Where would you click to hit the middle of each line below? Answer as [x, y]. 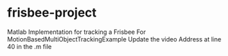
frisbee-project [52, 13]
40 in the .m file [29, 46]
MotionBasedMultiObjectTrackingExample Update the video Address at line [114, 39]
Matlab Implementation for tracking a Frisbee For [77, 32]
